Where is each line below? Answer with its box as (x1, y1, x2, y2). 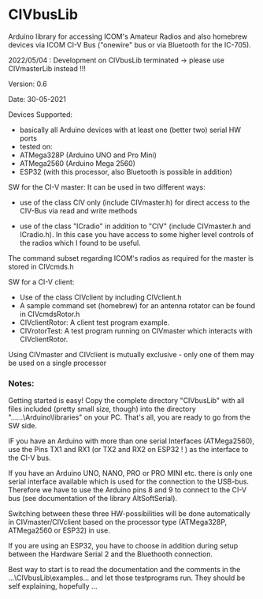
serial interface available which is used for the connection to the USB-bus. (8, 477, 250, 487)
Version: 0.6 (8, 79, 47, 89)
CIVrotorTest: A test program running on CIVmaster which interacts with (19, 326, 254, 335)
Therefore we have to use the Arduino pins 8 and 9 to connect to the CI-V (8, 485, 246, 495)
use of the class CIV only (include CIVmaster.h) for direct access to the (19, 198, 250, 207)
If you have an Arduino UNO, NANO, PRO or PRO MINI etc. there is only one (8, 469, 253, 478)
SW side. (8, 421, 38, 431)
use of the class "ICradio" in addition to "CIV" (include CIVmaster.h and (19, 221, 251, 231)
